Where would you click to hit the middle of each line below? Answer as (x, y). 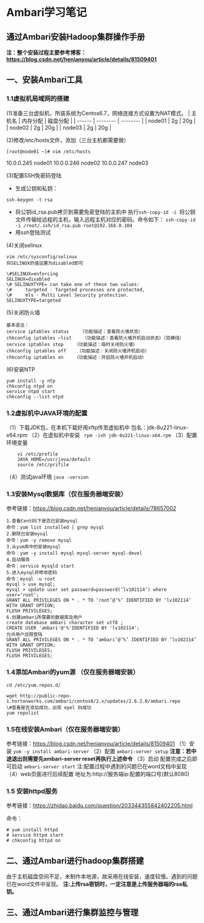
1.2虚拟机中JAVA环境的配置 (47, 413)
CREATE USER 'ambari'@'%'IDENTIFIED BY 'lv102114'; (73, 628)
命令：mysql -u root (31, 579)
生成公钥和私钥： (36, 188)
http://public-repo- (46, 696)
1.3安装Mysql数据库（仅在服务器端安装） (67, 494)
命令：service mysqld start (40, 566)
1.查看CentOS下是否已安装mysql (42, 521)
